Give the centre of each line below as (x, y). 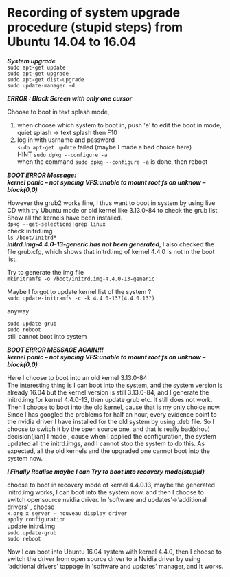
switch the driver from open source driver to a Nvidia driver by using (104, 558)
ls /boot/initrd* (32, 238)
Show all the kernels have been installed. (65, 218)
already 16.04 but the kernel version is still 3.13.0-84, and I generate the (108, 392)
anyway (18, 311)
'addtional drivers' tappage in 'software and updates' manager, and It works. (115, 566)
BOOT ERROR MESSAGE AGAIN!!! (56, 350)
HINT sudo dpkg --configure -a (62, 154)
